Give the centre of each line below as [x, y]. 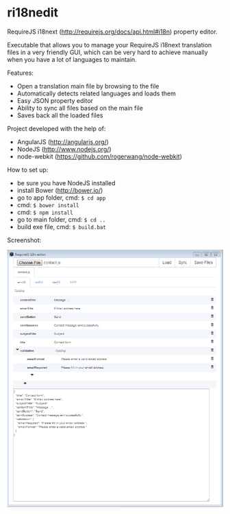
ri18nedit [33, 13]
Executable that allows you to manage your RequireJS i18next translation [110, 45]
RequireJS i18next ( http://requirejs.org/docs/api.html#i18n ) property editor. [112, 32]
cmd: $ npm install [45, 212]
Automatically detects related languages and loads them [96, 93]
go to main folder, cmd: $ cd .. [61, 219]
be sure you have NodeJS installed [66, 183]
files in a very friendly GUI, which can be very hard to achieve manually [107, 52]
